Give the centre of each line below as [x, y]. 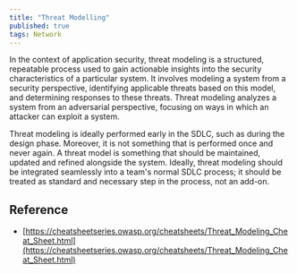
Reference [39, 210]
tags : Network [36, 34]
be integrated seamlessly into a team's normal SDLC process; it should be [145, 172]
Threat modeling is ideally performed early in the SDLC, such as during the [147, 134]
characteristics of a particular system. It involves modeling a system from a [148, 79]
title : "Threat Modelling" [59, 17]
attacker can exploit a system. [64, 116]
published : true [39, 26]
